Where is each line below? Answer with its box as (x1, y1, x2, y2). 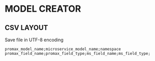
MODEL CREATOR (5, 3, 81, 15)
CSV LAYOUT (5, 23, 48, 32)
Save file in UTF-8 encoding (5, 37, 64, 43)
